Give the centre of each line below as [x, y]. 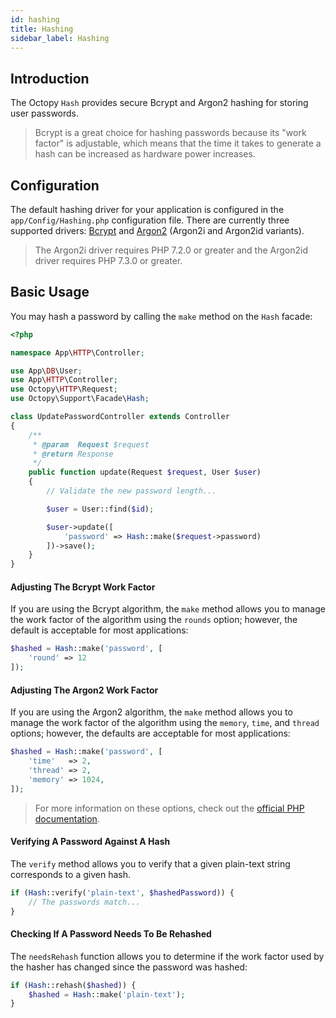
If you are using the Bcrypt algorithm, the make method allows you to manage [168, 609]
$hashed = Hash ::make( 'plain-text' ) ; [107, 994]
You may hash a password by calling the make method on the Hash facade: [161, 316]
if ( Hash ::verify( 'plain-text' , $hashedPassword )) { [122, 892]
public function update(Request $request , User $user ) [145, 472]
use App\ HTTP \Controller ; [64, 380]
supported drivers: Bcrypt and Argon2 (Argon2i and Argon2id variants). [157, 230]
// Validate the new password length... [131, 491]
